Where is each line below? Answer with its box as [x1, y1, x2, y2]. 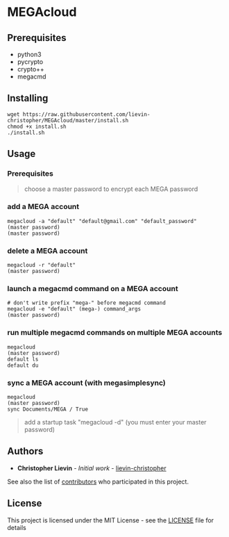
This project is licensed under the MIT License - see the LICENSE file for [7, 515, 214, 524]
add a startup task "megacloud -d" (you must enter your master [24, 418, 207, 426]
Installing [7, 92, 49, 104]
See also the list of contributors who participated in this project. [7, 477, 189, 486]
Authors [7, 445, 44, 457]
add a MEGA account [7, 202, 80, 212]
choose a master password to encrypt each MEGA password [24, 185, 198, 193]
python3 [17, 50, 42, 58]
